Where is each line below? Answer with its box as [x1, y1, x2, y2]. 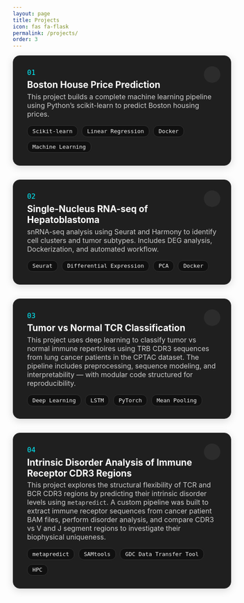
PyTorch [119, 397, 143, 404]
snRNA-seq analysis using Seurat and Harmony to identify [27, 226, 217, 236]
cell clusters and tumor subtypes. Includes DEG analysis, [27, 236, 213, 245]
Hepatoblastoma [27, 213, 101, 226]
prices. [27, 109, 50, 119]
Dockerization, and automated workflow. [27, 244, 159, 254]
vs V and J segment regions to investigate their [27, 524, 181, 534]
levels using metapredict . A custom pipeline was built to [27, 497, 209, 507]
